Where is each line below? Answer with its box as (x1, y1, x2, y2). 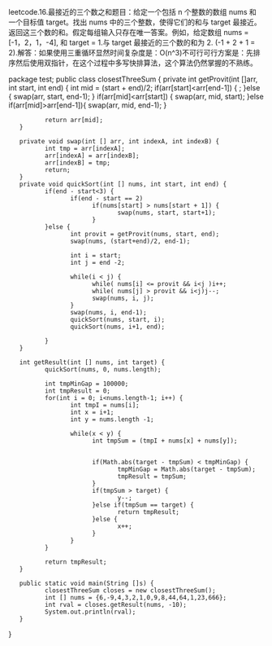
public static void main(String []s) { (19, 579, 154, 587)
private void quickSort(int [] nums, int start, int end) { (19, 180, 227, 188)
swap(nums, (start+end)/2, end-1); (70, 237, 191, 245)
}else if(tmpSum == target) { (92, 501, 195, 509)
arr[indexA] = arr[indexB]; (44, 152, 140, 160)
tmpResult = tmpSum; (117, 472, 187, 481)
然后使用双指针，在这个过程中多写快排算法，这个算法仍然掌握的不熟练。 (15, 58, 257, 68)
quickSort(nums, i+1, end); (70, 323, 165, 331)
